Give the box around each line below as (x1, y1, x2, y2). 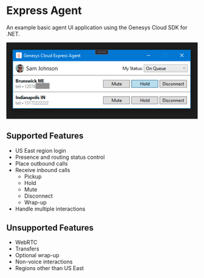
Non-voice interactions (15, 258, 73, 265)
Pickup (24, 173, 42, 180)
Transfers (15, 245, 39, 252)
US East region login (15, 147, 67, 154)
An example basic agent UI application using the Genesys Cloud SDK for (6, 24, 188, 31)
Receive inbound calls (15, 166, 70, 173)
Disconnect (24, 192, 53, 200)
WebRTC (15, 238, 38, 246)
